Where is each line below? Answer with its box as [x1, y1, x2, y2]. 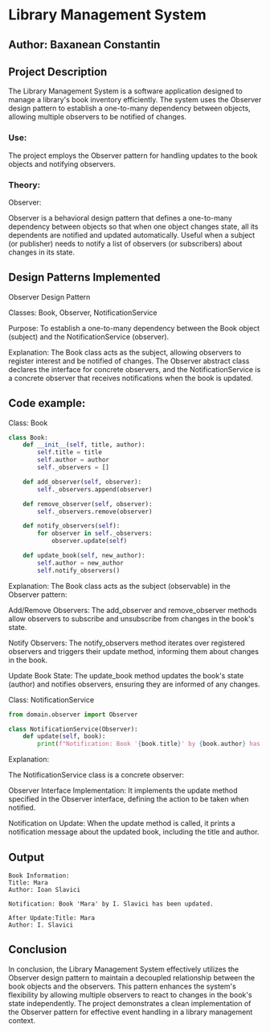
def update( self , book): [22, 732, 106, 740]
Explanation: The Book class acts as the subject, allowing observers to [8, 347, 242, 357]
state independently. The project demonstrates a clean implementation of [8, 998, 252, 1008]
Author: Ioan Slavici [8, 886, 81, 894]
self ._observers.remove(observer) [37, 508, 153, 516]
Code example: [8, 396, 86, 410]
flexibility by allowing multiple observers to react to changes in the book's [8, 989, 252, 1000]
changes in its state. [8, 247, 75, 257]
